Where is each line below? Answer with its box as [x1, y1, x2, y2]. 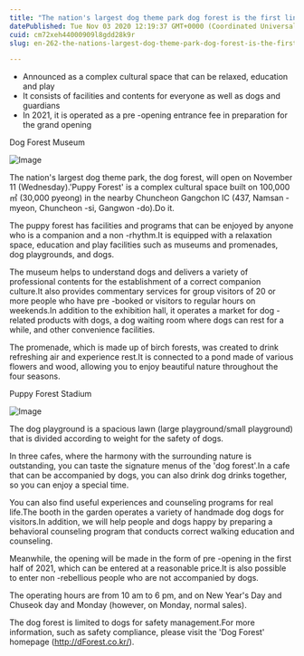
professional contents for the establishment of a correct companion [9, 276, 261, 287]
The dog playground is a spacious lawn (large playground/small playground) [9, 423, 294, 435]
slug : [9, 38, 30, 48]
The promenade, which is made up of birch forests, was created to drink [9, 342, 279, 353]
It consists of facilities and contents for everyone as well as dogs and [22, 91, 280, 101]
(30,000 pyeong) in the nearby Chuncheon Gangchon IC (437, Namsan [19, 192, 284, 204]
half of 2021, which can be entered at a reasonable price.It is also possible [9, 563, 287, 574]
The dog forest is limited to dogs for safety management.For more [9, 617, 255, 628]
